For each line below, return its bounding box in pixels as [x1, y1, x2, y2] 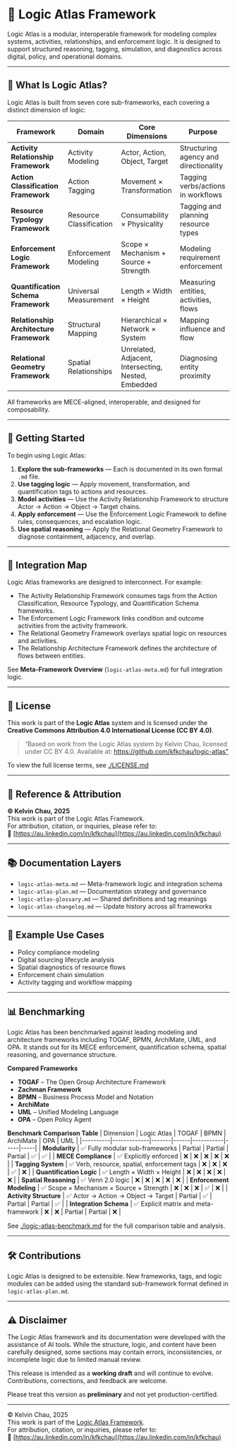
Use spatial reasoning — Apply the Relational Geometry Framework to [17, 525, 224, 533]
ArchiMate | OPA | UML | [7, 1137, 79, 1145]
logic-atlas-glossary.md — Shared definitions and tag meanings [17, 894, 207, 903]
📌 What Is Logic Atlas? [7, 79, 108, 91]
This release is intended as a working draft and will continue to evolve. [7, 1369, 214, 1377]
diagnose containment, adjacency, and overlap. [17, 532, 156, 541]
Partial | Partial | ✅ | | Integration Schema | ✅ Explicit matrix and [7, 1199, 195, 1208]
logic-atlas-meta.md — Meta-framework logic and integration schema [17, 879, 223, 888]
